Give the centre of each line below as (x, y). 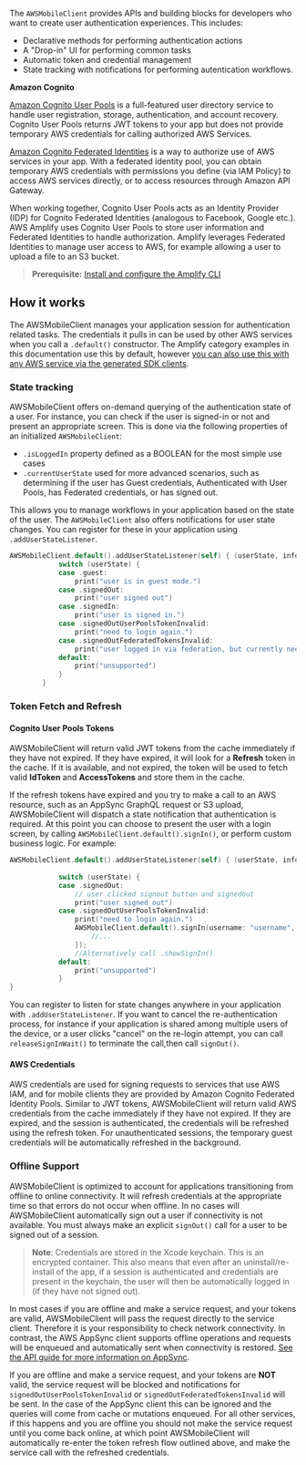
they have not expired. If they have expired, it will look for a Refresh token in (153, 758)
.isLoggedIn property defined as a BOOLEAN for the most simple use (152, 454)
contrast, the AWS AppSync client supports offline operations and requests (150, 1337)
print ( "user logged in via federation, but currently (178, 649)
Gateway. (27, 190)
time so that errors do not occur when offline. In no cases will (124, 1205)
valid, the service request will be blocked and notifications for (125, 1384)
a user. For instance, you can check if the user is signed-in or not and (140, 417)
